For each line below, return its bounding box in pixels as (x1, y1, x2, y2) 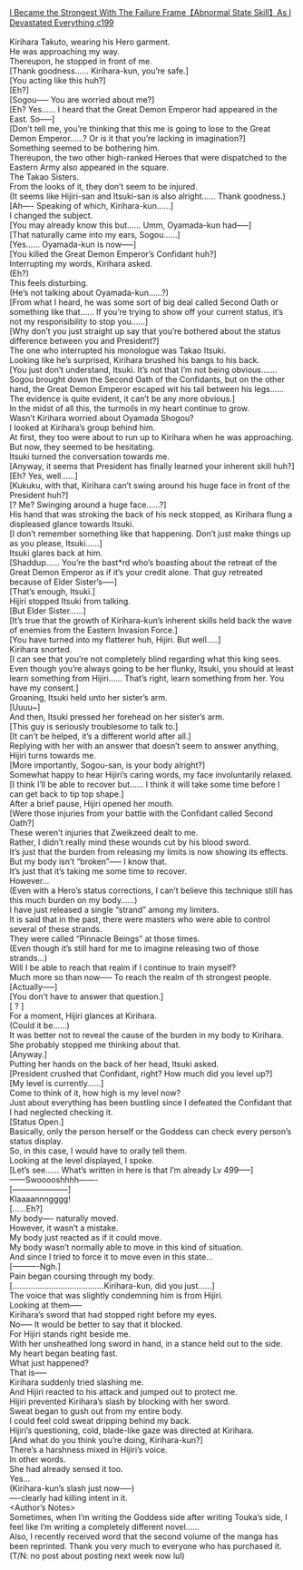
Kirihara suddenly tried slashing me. (9, 1377, 144, 1388)
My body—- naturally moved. (9, 1213, 119, 1223)
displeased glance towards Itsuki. (9, 519, 134, 529)
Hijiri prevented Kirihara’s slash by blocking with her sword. (9, 1396, 231, 1407)
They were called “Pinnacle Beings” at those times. (9, 933, 200, 944)
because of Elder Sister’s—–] (9, 576, 118, 587)
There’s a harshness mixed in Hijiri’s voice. (9, 1445, 168, 1455)
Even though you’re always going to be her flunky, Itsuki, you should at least (9, 663, 294, 673)
